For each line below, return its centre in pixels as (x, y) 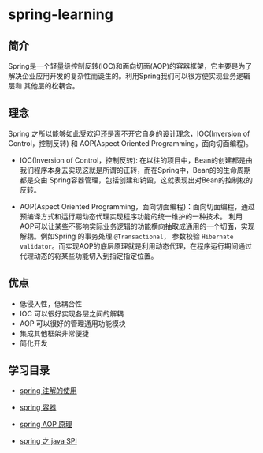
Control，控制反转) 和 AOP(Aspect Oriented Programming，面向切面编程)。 (131, 143)
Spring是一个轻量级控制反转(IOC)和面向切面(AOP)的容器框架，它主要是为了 (130, 66)
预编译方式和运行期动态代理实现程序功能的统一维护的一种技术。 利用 (131, 216)
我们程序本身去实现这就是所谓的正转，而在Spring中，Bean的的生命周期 (135, 170)
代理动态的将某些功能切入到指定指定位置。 (89, 256)
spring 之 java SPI (48, 441)
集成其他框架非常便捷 (54, 333)
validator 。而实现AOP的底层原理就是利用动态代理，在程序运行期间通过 (136, 245)
